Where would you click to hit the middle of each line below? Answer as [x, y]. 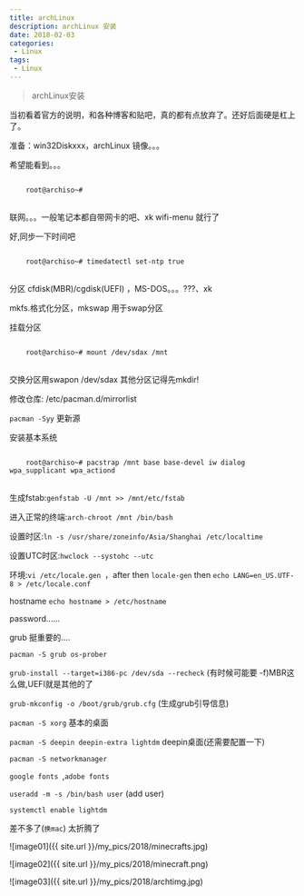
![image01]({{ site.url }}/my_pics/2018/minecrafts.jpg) [109, 846]
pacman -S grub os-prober [58, 654]
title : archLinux [42, 18]
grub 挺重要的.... [40, 637]
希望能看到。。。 [37, 164]
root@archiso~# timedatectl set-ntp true [105, 261]
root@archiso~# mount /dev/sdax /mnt [97, 352]
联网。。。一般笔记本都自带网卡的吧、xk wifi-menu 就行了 [115, 217]
